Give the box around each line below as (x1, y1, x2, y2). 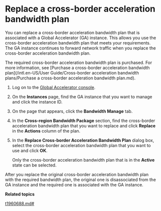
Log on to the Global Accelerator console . (12, 84, 96, 90)
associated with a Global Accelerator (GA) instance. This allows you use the (5, 35, 157, 41)
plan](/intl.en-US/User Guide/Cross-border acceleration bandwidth (5, 70, 139, 75)
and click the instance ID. (12, 99, 63, 105)
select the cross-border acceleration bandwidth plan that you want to (12, 142, 151, 148)
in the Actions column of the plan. (12, 128, 80, 134)
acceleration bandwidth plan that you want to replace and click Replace (12, 122, 156, 129)
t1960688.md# (5, 200, 34, 206)
